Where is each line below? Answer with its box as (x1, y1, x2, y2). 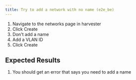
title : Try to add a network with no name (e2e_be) (5, 7, 114, 12)
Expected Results (5, 56, 61, 65)
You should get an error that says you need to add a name (12, 69, 132, 75)
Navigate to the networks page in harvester (12, 21, 101, 27)
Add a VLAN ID (12, 37, 43, 42)
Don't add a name (12, 31, 49, 37)
